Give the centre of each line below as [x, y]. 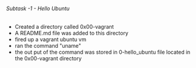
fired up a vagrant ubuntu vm [50, 39]
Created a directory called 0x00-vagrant [64, 27]
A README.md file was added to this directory [72, 33]
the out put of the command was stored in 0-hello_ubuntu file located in [102, 52]
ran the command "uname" [48, 46]
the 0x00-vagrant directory [48, 58]
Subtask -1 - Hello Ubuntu [38, 8]
